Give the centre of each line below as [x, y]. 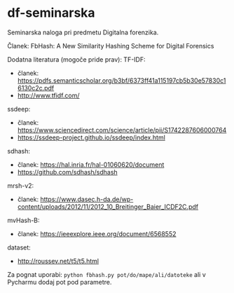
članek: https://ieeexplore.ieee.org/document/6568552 [97, 233]
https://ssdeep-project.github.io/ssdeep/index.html [91, 137]
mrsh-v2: [21, 185]
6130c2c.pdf [36, 88]
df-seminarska [51, 13]
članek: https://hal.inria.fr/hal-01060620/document [91, 164]
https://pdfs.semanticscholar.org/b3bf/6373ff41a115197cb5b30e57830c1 [122, 80]
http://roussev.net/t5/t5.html [58, 261]
